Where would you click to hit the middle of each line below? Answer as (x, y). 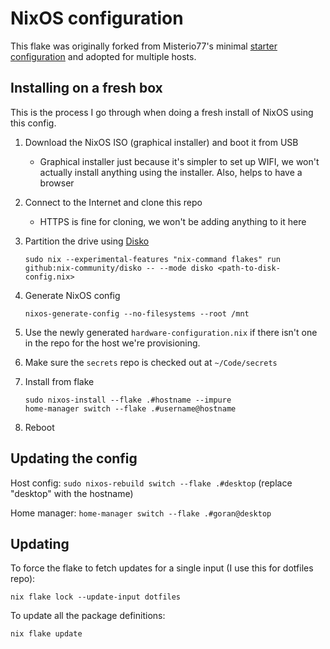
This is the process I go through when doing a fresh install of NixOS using (162, 112)
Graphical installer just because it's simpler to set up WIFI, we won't (179, 161)
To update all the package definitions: (88, 616)
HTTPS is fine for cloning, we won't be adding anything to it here (173, 221)
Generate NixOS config (72, 295)
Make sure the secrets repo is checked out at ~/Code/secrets (151, 362)
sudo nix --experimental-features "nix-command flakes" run (152, 259)
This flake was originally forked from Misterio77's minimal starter (144, 46)
